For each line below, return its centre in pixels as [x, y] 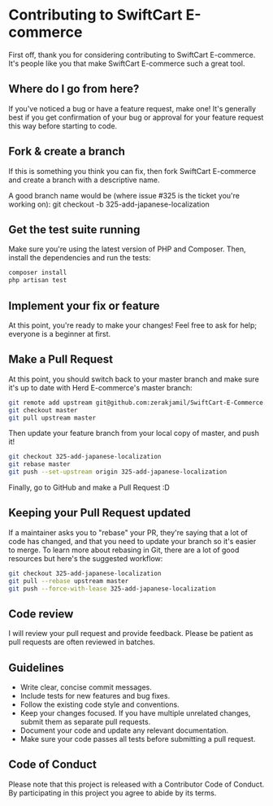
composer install [38, 273]
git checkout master [43, 410]
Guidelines [36, 667]
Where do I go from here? [74, 89]
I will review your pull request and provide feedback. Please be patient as [131, 634]
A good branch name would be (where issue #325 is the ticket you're [124, 195]
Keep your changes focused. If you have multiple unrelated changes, [135, 713]
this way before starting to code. [63, 126]
